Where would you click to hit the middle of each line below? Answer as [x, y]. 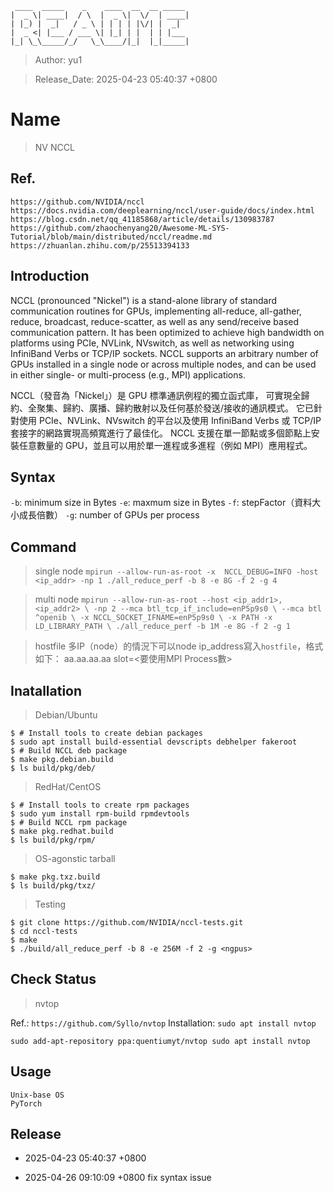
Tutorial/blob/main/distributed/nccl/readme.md [111, 237]
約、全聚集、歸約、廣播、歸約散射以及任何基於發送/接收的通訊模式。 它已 [162, 408]
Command [43, 547]
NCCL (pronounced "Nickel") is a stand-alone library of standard [144, 300]
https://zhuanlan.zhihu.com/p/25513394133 [100, 245]
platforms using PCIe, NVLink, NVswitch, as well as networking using [152, 343]
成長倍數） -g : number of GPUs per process [109, 515]
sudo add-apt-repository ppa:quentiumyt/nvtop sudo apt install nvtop [160, 1041]
